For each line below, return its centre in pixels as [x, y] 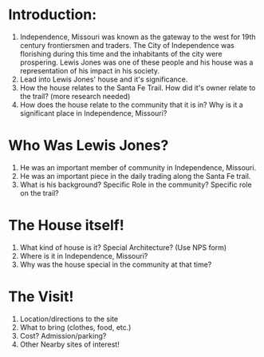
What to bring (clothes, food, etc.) [75, 327]
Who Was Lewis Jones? [89, 146]
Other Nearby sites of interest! [69, 344]
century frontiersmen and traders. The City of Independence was [127, 45]
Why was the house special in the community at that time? [116, 264]
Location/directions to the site [69, 319]
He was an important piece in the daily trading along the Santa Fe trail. [135, 176]
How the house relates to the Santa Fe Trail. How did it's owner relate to [138, 87]
